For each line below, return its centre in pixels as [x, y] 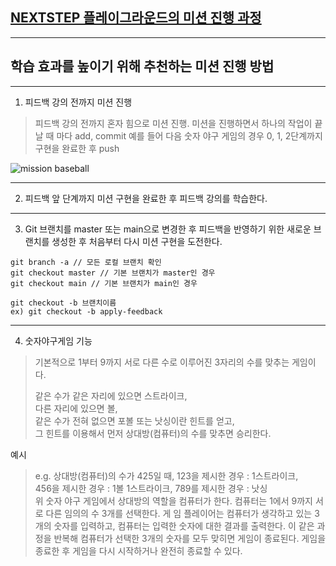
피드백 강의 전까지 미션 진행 [78, 102]
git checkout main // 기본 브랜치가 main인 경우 [104, 283]
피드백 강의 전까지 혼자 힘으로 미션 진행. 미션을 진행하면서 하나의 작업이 [173, 123]
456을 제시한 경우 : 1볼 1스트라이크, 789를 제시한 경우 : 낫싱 [151, 488]
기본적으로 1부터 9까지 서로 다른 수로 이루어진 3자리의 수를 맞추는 [162, 362]
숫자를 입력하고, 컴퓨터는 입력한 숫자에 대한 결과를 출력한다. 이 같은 [184, 525]
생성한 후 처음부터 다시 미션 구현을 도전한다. [137, 241]
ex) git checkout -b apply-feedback [86, 311]
